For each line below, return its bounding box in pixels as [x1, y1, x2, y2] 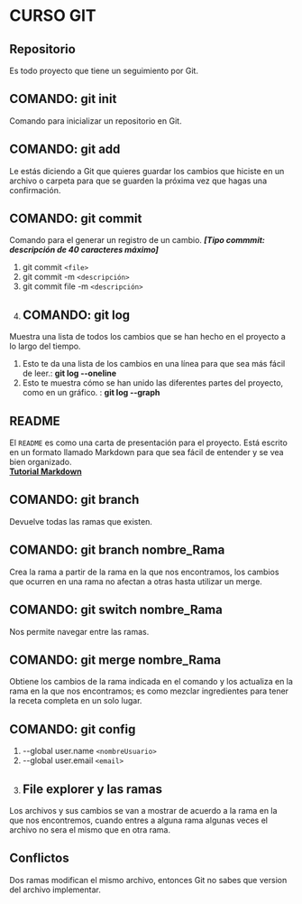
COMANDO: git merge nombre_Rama [9, 652, 222, 667]
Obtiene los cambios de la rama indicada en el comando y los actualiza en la [9, 676, 293, 687]
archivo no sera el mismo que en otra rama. [9, 824, 171, 835]
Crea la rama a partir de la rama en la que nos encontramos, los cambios [9, 566, 279, 577]
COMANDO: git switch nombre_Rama [9, 602, 223, 618]
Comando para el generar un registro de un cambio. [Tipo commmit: [9, 235, 266, 246]
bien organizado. [9, 457, 72, 468]
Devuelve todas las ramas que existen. [9, 516, 153, 527]
